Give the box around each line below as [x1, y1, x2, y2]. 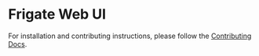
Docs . [8, 39, 27, 48]
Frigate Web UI [8, 5, 107, 23]
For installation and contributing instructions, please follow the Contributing [8, 31, 252, 40]
